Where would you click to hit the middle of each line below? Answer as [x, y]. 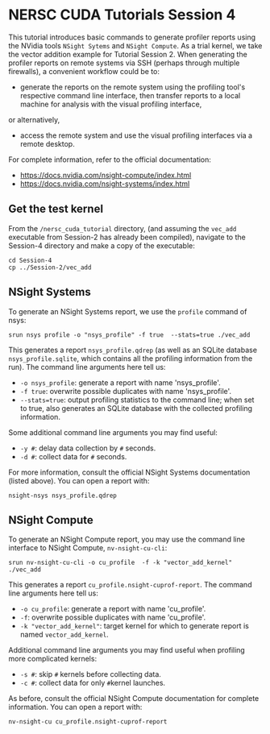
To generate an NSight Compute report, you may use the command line [127, 539]
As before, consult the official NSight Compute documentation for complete [134, 699]
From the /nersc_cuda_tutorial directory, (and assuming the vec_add [123, 228]
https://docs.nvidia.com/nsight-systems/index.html [105, 184]
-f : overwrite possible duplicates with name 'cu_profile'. [113, 617]
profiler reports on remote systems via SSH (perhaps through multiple [124, 63]
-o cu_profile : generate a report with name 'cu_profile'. [113, 609]
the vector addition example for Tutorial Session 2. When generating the [128, 54]
